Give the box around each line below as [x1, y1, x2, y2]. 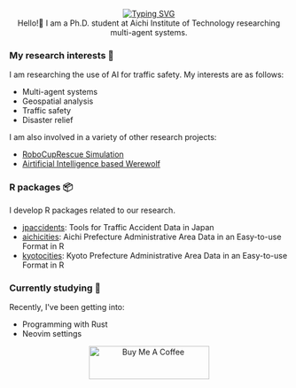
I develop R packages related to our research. [9, 205, 175, 215]
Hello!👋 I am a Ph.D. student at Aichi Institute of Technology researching [17, 18, 281, 28]
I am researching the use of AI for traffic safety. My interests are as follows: [9, 69, 284, 80]
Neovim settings [21, 328, 82, 338]
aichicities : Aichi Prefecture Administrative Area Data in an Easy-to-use [21, 231, 282, 242]
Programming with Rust [21, 319, 108, 330]
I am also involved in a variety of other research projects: [9, 132, 217, 143]
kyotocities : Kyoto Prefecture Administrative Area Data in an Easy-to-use [21, 250, 288, 260]
